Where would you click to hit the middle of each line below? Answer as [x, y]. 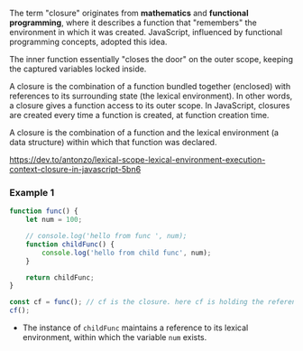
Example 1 [32, 192]
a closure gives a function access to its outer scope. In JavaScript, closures [150, 106]
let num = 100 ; [54, 220]
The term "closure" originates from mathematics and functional [129, 13]
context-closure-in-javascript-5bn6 [75, 169]
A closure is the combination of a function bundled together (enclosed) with [150, 86]
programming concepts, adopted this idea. [88, 42]
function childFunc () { [70, 244]
